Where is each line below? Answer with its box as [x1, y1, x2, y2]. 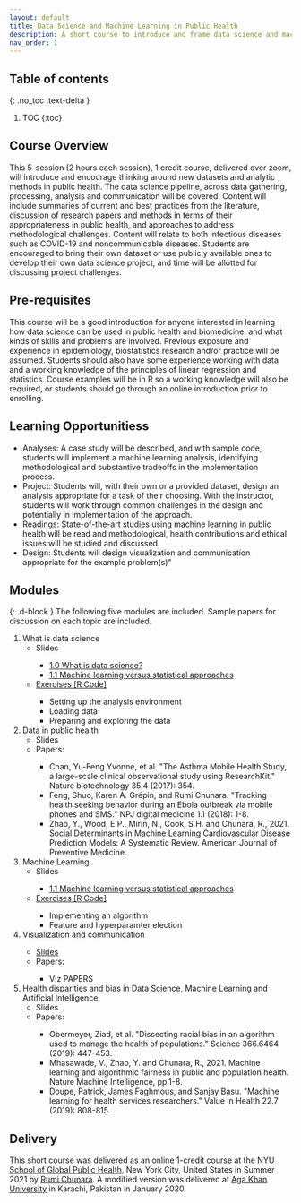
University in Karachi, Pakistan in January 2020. [9, 1183, 186, 1194]
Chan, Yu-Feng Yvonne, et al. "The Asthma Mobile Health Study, [48, 761, 287, 772]
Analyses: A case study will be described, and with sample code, [21, 443, 262, 453]
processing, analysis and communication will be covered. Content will [9, 190, 267, 202]
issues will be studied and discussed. [21, 537, 160, 548]
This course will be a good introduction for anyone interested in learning [9, 316, 276, 327]
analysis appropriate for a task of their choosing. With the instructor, [21, 490, 275, 501]
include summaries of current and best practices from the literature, [9, 200, 260, 211]
